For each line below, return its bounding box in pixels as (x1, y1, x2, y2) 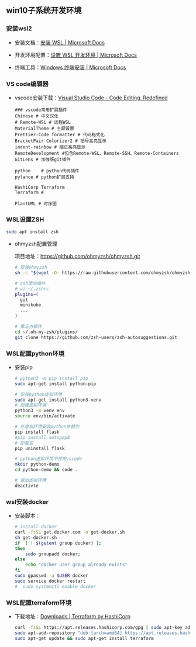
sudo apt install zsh (6, 229, 59, 235)
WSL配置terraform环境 (6, 598, 72, 607)
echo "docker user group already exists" (25, 562, 128, 568)
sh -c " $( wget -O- (14, 270, 60, 276)
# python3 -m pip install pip (14, 375, 89, 381)
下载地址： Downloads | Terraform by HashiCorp (14, 613, 130, 620)
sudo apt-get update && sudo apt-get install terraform (14, 635, 154, 641)
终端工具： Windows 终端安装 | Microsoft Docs (14, 64, 126, 71)
